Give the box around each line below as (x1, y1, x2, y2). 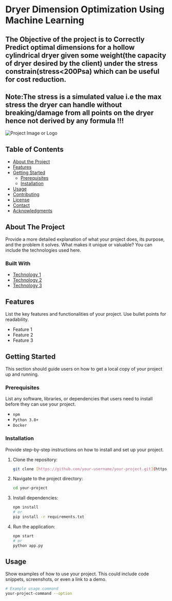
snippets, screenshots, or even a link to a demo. (5, 576, 107, 583)
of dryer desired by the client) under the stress (5, 59, 158, 68)
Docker (12, 423, 27, 428)
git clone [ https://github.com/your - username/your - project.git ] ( (12, 466, 156, 472)
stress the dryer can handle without (5, 100, 122, 109)
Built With (5, 260, 31, 267)
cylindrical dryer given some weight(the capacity (5, 51, 166, 60)
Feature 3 (12, 337, 33, 343)
